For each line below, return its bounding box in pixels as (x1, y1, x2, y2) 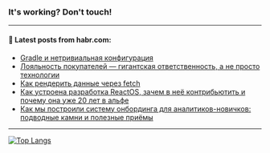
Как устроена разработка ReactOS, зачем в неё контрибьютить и (19, 87, 246, 96)
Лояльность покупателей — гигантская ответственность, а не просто (19, 61, 260, 70)
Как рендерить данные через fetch (19, 79, 141, 88)
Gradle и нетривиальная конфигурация (19, 53, 154, 62)
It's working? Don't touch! (8, 6, 112, 18)
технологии (19, 70, 60, 79)
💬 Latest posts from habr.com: (8, 34, 112, 44)
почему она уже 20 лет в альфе (19, 95, 129, 105)
